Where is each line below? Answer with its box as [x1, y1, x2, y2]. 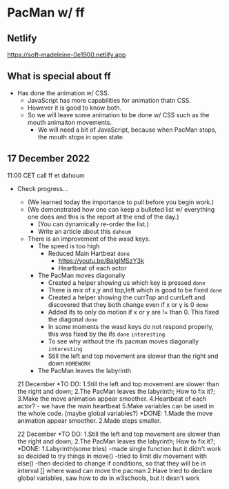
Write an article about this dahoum [37, 227, 132, 235]
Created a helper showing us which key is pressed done [48, 278, 206, 287]
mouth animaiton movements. [27, 118, 112, 126]
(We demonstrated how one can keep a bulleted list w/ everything [27, 205, 215, 213]
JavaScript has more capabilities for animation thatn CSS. [27, 96, 192, 104]
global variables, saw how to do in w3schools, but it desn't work [17, 474, 200, 482]
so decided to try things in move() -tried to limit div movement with [17, 452, 207, 460]
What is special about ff [7, 70, 112, 82]
